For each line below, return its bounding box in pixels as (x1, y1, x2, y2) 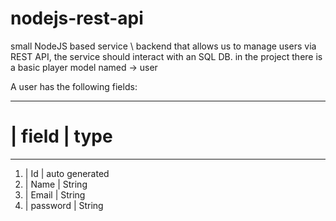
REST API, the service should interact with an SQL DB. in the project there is (10, 50, 323, 62)
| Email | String (24, 188, 86, 201)
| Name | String (24, 178, 88, 190)
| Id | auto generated (24, 167, 110, 179)
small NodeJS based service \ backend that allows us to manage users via (10, 40, 317, 52)
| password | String (24, 199, 104, 211)
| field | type (10, 125, 113, 148)
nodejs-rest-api (10, 7, 144, 30)
